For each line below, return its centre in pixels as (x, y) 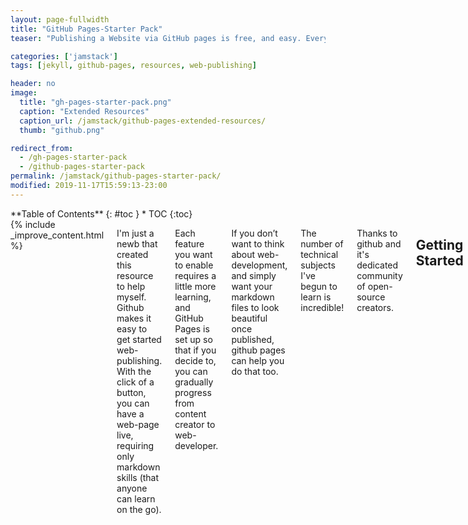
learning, (193, 297)
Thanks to (377, 233)
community (379, 275)
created (132, 254)
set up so (193, 339)
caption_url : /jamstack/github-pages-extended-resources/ (143, 121)
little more (195, 286)
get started (139, 339)
